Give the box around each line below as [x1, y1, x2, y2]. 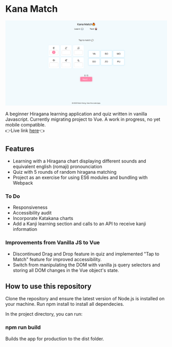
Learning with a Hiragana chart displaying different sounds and [12, 158, 146, 165]
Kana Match [5, 3, 58, 15]
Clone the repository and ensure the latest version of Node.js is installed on [5, 296, 165, 302]
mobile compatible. [5, 122, 46, 128]
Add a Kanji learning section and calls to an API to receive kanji [12, 221, 146, 227]
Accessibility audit [12, 210, 52, 216]
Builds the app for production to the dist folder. [5, 335, 104, 342]
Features [5, 144, 34, 153]
